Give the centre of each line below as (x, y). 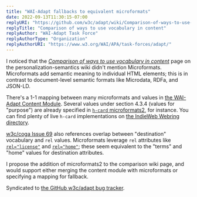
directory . (18, 122)
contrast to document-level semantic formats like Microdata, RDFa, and (92, 79)
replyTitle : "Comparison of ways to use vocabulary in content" (86, 28)
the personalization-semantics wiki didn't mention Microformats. (84, 67)
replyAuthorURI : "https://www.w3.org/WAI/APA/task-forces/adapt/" (89, 45)
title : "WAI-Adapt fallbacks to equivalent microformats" (78, 11)
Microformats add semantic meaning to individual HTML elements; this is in (97, 74)
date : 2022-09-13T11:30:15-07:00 (47, 17)
